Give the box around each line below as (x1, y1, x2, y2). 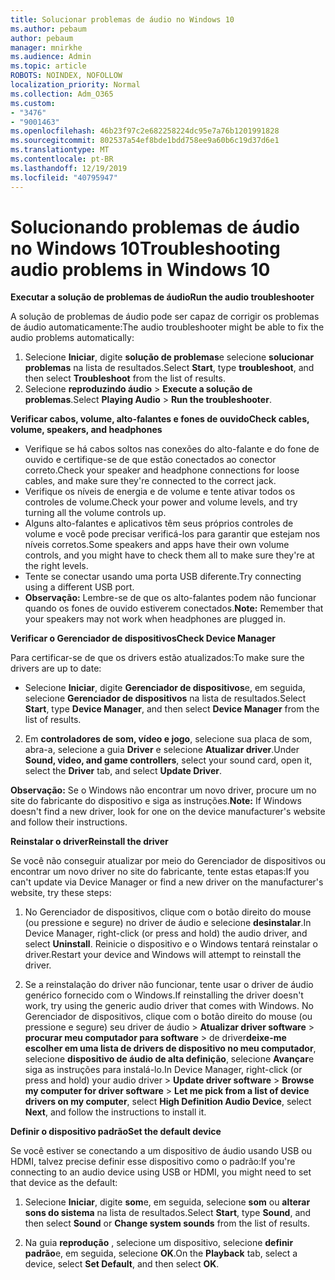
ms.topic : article (10, 61, 87, 71)
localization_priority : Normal (10, 80, 141, 90)
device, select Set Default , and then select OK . (24, 1258, 220, 1270)
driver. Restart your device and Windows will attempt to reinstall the (24, 949, 302, 961)
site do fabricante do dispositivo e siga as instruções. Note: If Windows (10, 795, 302, 807)
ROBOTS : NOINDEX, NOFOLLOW (10, 71, 123, 81)
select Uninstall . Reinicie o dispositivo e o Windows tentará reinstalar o (24, 938, 318, 950)
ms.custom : (10, 98, 56, 108)
